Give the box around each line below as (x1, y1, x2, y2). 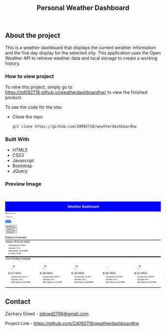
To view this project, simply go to (5, 84, 73, 90)
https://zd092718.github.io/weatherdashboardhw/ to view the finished (5, 89, 147, 95)
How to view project (5, 72, 54, 79)
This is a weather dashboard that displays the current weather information (5, 44, 156, 51)
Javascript (12, 158, 34, 164)
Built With (5, 135, 30, 142)
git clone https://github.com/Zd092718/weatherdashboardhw (12, 124, 137, 129)
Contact (5, 297, 31, 306)
